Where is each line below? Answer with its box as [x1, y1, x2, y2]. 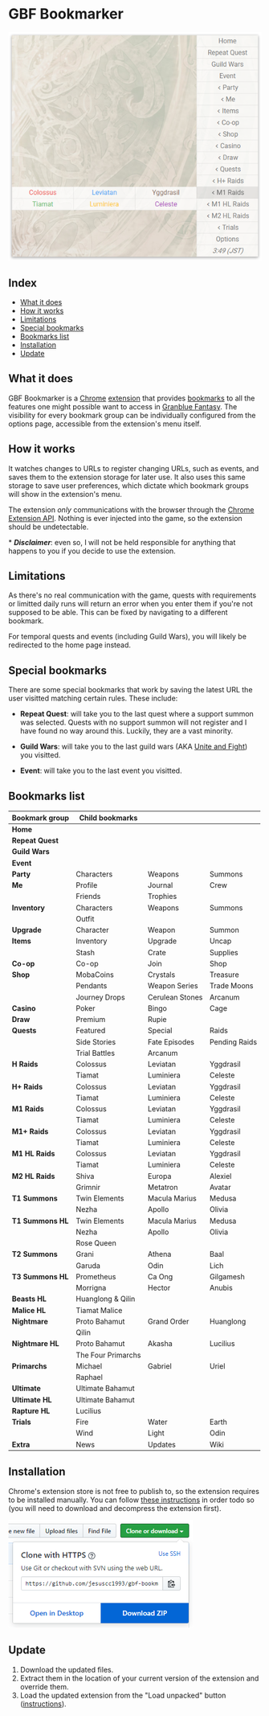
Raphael [75, 1373, 103, 1382]
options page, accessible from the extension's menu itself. [8, 419, 202, 429]
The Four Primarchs [75, 1350, 141, 1360]
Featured [75, 1026, 106, 1036]
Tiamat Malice [75, 1305, 123, 1315]
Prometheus [75, 1271, 116, 1281]
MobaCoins [75, 970, 114, 979]
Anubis [210, 1283, 233, 1293]
